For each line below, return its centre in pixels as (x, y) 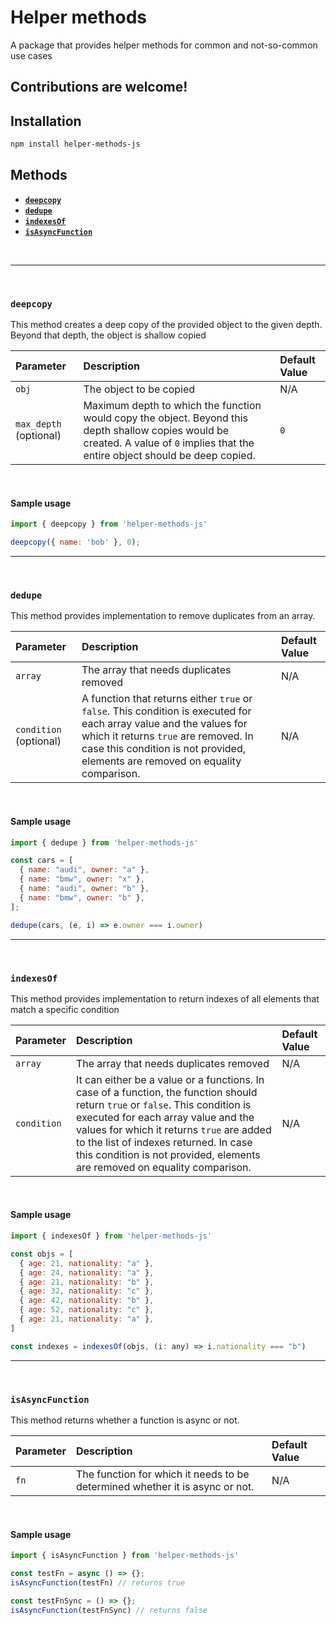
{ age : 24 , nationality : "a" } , (87, 1272)
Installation (46, 121)
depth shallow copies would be (156, 431)
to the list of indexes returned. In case (164, 1142)
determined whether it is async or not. (165, 1486)
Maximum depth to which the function (172, 406)
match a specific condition (65, 1009)
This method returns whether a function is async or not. (125, 1420)
